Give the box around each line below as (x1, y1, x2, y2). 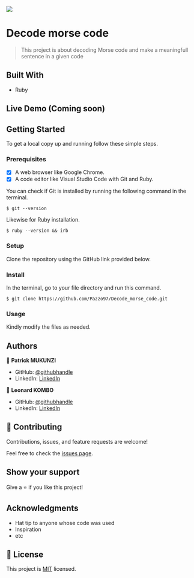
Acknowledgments (6, 503, 79, 514)
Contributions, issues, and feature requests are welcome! (6, 438, 148, 445)
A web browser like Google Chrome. (14, 169, 105, 176)
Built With (6, 70, 44, 81)
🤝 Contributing (6, 422, 62, 432)
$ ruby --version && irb (6, 228, 68, 234)
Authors (6, 341, 38, 351)
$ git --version (6, 205, 47, 212)
